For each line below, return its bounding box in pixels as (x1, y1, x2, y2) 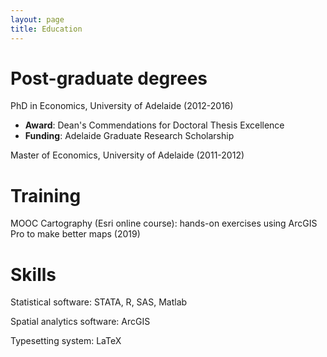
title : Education (10, 24, 83, 34)
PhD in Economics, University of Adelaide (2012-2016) (10, 100, 234, 112)
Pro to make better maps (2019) (10, 228, 141, 240)
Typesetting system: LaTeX (10, 335, 122, 347)
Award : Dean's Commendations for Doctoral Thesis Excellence (24, 119, 285, 131)
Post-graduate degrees (10, 67, 208, 90)
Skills (10, 263, 57, 286)
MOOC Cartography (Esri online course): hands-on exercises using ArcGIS (10, 217, 318, 230)
